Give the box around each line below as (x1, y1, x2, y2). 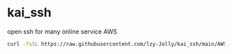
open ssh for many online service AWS (7, 27, 117, 36)
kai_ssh (7, 5, 52, 21)
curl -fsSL (7, 40, 39, 47)
